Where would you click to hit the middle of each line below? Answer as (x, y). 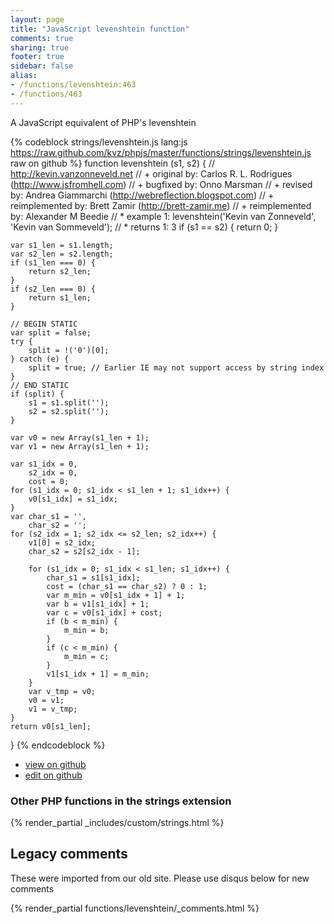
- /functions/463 (46, 94)
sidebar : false (42, 66)
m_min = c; (86, 656)
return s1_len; (60, 297)
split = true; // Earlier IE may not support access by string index (176, 367)
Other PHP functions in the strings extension (121, 801)
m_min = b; (86, 630)
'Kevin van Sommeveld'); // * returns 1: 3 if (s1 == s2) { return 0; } (144, 227)
